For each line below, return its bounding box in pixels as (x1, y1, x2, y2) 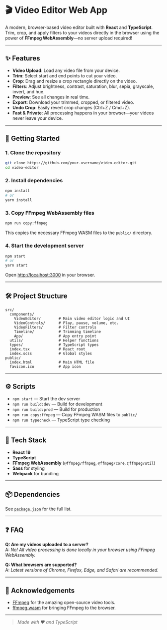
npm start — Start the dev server (12, 395, 81, 401)
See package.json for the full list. (5, 506, 72, 512)
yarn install (5, 198, 32, 203)
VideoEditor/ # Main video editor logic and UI (14, 316, 130, 321)
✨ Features (5, 54, 40, 63)
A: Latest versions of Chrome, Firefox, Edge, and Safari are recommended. (5, 567, 159, 573)
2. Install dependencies (5, 177, 63, 184)
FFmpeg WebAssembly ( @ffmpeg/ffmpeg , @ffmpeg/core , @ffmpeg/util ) (12, 460, 156, 466)
